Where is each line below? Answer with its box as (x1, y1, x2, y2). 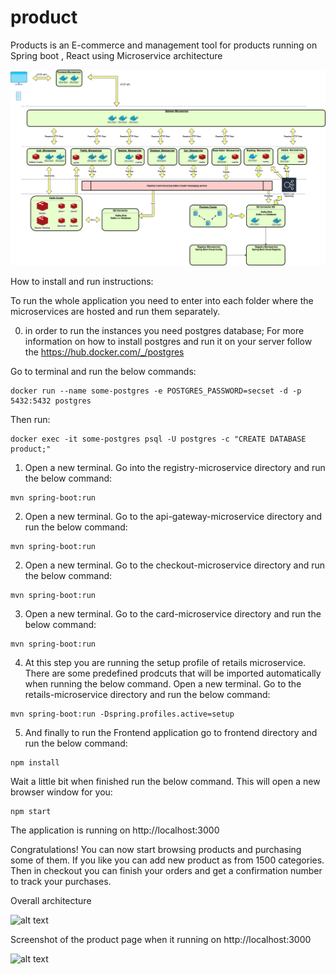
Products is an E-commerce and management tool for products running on (10, 39, 318, 51)
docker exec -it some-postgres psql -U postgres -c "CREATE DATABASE (10, 434, 307, 445)
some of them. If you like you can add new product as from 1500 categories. (10, 854, 325, 866)
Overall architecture (10, 895, 92, 907)
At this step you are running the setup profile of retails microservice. (24, 657, 307, 669)
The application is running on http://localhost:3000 (10, 824, 220, 836)
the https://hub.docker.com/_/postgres (24, 346, 185, 358)
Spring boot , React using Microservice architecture (10, 49, 223, 61)
